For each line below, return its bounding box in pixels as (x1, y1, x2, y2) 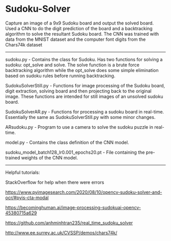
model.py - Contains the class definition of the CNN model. (5, 139, 129, 146)
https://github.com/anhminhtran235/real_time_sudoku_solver (5, 220, 133, 226)
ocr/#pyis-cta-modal (5, 195, 49, 201)
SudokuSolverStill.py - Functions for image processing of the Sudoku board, (5, 82, 165, 88)
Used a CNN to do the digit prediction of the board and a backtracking (5, 25, 153, 31)
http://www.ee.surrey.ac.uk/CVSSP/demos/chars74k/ (5, 229, 118, 235)
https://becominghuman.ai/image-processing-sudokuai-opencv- (5, 204, 141, 210)
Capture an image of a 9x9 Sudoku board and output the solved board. (5, 20, 154, 26)
